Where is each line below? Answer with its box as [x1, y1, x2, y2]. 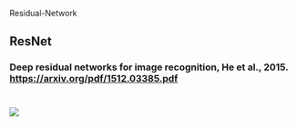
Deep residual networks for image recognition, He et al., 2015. [9, 61, 289, 73]
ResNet [9, 34, 53, 49]
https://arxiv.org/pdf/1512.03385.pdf [9, 73, 179, 85]
